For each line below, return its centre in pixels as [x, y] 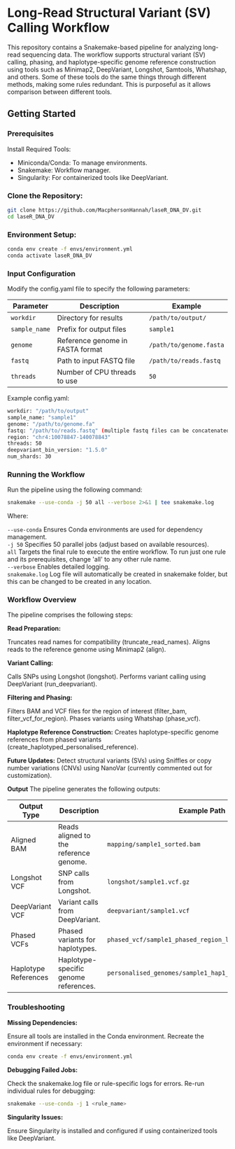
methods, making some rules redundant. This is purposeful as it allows [109, 84]
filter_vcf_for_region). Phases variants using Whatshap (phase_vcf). [104, 718]
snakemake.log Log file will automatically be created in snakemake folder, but [117, 574]
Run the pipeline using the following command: [75, 490]
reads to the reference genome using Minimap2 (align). [87, 650]
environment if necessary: [45, 1043]
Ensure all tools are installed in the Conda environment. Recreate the [106, 1036]
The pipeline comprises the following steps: [70, 615]
